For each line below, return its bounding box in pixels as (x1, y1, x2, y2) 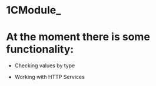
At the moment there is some (6, 30, 150, 44)
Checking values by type (14, 62, 75, 69)
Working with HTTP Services (14, 74, 85, 81)
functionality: (6, 43, 74, 56)
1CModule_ (6, 4, 61, 17)
